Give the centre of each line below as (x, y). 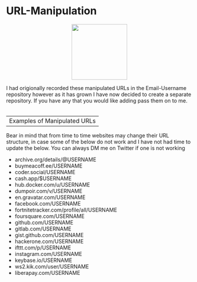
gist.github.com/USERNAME (49, 235)
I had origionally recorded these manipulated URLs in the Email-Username (96, 88)
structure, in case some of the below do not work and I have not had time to (98, 142)
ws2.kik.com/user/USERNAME (52, 266)
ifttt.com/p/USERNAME (43, 248)
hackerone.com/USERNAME (49, 241)
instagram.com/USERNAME (49, 254)
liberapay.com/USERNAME (47, 273)
